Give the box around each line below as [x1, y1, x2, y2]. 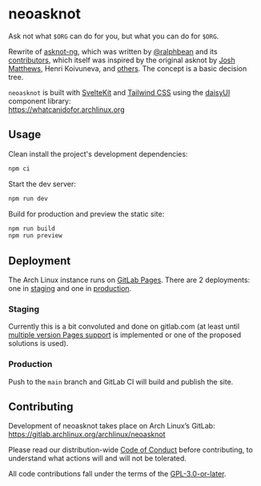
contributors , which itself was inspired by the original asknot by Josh [8, 55, 235, 65]
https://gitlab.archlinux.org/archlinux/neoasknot [8, 429, 166, 440]
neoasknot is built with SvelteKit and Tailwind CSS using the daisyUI [8, 87, 231, 97]
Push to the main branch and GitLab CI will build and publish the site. [8, 376, 234, 386]
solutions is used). [8, 339, 69, 349]
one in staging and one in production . [8, 284, 132, 293]
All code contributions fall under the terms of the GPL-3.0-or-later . [8, 469, 227, 479]
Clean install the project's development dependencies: [8, 149, 188, 158]
